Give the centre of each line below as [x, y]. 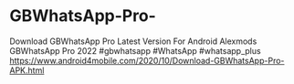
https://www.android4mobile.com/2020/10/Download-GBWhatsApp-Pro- [147, 60]
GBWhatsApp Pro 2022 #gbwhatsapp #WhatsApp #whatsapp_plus [136, 50]
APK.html [27, 70]
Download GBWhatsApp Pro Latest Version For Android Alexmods [133, 41]
